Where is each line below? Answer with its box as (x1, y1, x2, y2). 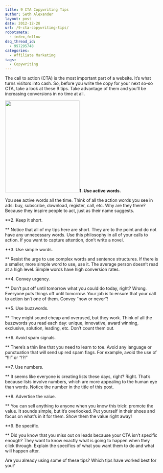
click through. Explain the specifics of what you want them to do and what (5, 443, 155, 449)
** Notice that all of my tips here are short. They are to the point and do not (5, 227, 157, 233)
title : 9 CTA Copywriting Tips (5, 7, 69, 12)
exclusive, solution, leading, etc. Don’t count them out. (5, 325, 115, 331)
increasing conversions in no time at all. (5, 91, 85, 97)
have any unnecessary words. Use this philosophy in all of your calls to (5, 232, 148, 238)
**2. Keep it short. (5, 217, 43, 223)
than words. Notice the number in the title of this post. (5, 384, 114, 390)
